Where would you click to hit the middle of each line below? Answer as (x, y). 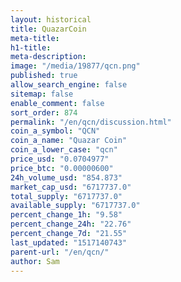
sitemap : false (42, 94)
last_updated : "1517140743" (69, 242)
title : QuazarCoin (48, 29)
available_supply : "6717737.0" (75, 206)
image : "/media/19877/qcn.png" (75, 66)
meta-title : (35, 38)
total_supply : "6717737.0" (66, 196)
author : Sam (35, 261)
